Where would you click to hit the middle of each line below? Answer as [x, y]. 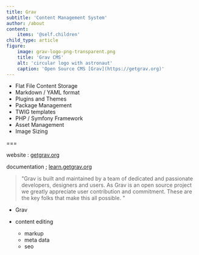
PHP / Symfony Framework [49, 118]
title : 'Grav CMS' [40, 57]
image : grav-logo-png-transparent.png [66, 52]
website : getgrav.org [33, 155]
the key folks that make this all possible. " [73, 198]
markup [34, 234]
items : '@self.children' [49, 35]
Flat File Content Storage [46, 86]
